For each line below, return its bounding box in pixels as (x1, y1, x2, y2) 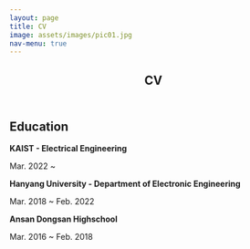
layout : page (9, 13, 59, 23)
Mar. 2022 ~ (9, 161, 57, 171)
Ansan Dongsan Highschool (9, 213, 118, 224)
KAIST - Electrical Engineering (9, 143, 128, 154)
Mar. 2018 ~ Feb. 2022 (9, 196, 95, 207)
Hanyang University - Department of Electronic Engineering (9, 179, 241, 190)
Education (9, 119, 69, 134)
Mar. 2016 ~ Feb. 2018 (9, 232, 93, 243)
